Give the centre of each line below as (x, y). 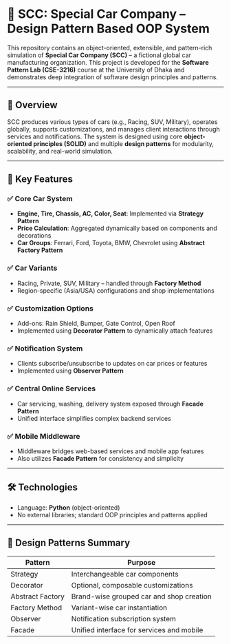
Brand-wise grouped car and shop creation (141, 596)
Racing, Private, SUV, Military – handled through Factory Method (109, 283)
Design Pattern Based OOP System (108, 29)
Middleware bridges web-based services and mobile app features (110, 451)
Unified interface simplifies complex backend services (94, 418)
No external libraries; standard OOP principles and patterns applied (112, 515)
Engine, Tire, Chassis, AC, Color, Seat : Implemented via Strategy (110, 214)
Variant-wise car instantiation (119, 607)
